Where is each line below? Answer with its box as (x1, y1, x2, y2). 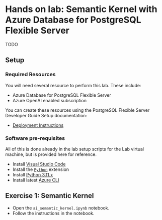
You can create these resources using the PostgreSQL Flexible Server (5, 107, 150, 113)
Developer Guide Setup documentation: (5, 112, 87, 118)
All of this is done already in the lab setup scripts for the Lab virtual (5, 146, 144, 152)
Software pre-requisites (5, 134, 65, 141)
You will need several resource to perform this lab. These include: (5, 82, 141, 88)
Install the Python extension (12, 166, 69, 172)
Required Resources (5, 71, 56, 78)
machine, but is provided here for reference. (5, 151, 97, 157)
